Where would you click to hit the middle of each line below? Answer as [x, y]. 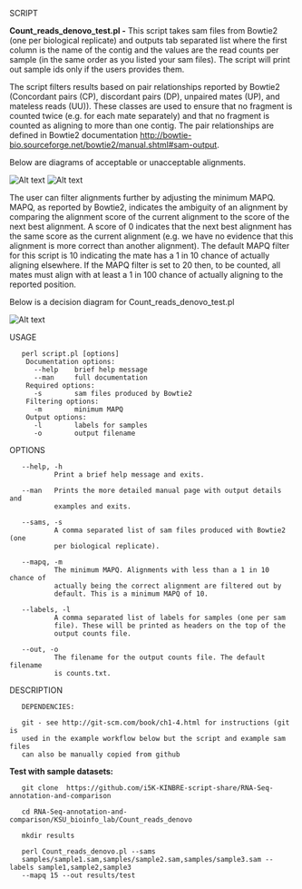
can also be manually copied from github [101, 755]
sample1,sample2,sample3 [84, 867]
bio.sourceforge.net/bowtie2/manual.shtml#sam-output [113, 145]
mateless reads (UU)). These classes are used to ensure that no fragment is [151, 106]
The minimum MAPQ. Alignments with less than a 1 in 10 [162, 570]
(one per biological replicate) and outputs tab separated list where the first [148, 40]
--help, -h [42, 467]
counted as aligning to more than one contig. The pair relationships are [142, 125]
